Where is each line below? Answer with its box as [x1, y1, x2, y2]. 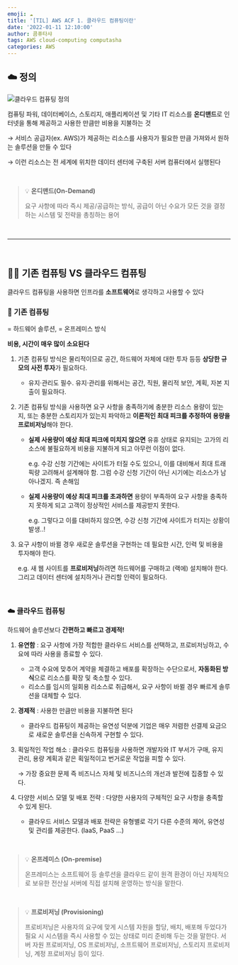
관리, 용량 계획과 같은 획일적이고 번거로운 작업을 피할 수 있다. [17, 754, 186, 763]
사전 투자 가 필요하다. [30, 363, 88, 372]
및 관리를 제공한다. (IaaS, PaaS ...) [28, 826, 124, 834]
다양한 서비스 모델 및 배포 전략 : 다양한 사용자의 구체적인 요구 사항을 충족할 [17, 793, 224, 802]
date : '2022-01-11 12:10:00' [7, 23, 93, 31]
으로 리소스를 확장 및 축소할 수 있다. [34, 673, 132, 682]
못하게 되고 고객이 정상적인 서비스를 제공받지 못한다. [35, 501, 180, 509]
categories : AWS [7, 43, 55, 50]
